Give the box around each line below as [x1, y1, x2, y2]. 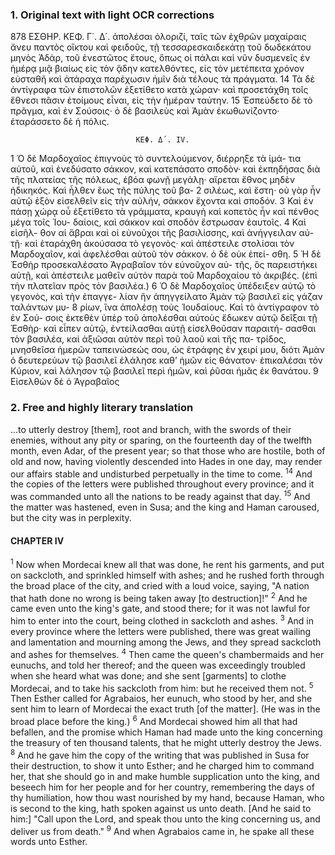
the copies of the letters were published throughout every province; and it [10, 478, 315, 490]
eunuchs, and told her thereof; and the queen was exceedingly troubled [10, 659, 306, 671]
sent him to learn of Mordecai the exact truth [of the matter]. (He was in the [10, 703, 321, 715]
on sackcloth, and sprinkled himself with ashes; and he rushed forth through [10, 569, 325, 581]
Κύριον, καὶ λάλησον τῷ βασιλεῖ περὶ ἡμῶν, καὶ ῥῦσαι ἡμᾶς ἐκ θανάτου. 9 [10, 365, 319, 377]
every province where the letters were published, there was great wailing [10, 626, 312, 638]
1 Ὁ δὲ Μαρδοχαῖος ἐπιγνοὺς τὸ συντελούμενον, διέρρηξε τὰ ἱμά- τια [10, 153, 302, 165]
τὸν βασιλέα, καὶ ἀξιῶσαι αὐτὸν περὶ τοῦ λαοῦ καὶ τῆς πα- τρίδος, [10, 333, 287, 345]
